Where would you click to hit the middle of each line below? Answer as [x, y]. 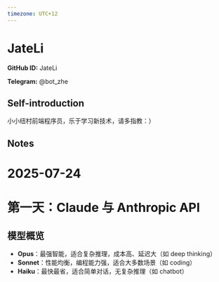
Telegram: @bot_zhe [38, 81]
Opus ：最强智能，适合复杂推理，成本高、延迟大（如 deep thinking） [117, 253]
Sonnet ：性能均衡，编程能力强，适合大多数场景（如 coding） [107, 262]
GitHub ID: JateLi [32, 68]
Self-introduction [46, 103]
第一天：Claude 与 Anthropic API [104, 208]
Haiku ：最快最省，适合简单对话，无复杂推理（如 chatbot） [102, 271]
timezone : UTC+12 [33, 14]
